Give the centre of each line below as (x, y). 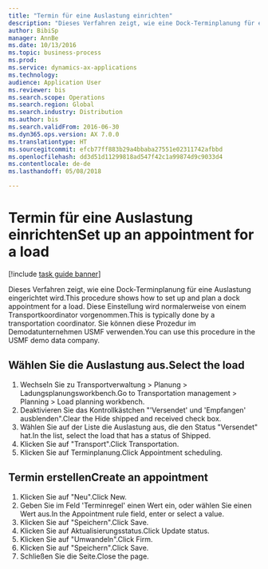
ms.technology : (33, 75)
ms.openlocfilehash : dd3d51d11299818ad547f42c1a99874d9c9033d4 (116, 156)
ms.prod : (23, 61)
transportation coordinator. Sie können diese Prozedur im (102, 323)
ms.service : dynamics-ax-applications (73, 68)
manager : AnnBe (33, 38)
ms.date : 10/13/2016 (43, 45)
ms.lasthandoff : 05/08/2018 (55, 172)
